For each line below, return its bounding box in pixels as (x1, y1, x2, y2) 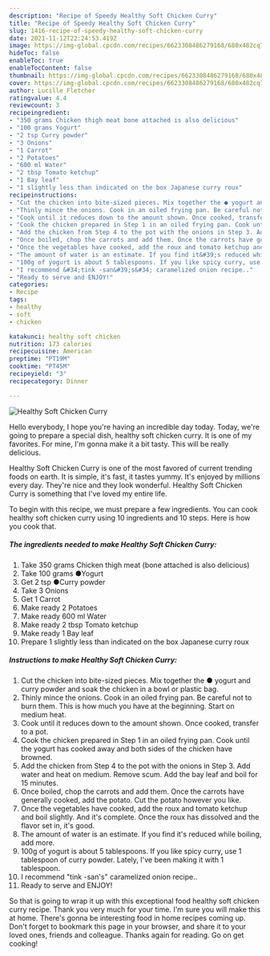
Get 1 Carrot (20, 594, 61, 603)
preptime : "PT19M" (9, 355, 71, 363)
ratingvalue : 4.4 (9, 94, 67, 102)
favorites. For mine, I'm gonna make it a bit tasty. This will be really (9, 439, 229, 448)
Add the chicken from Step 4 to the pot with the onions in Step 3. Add (20, 761, 251, 770)
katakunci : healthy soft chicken (9, 333, 121, 341)
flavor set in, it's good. (20, 820, 95, 830)
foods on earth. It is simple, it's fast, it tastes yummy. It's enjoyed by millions (9, 472, 260, 481)
